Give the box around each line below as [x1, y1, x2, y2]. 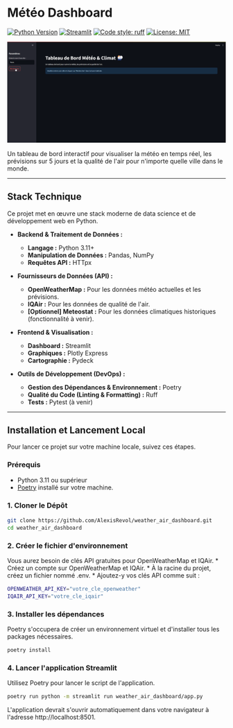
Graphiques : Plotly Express [27, 349, 108, 357]
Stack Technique [7, 191, 82, 202]
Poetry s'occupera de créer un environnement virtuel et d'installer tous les [7, 625, 220, 634]
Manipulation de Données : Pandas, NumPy [27, 251, 155, 259]
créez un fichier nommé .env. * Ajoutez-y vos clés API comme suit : [7, 571, 200, 580]
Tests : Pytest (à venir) [27, 397, 94, 406]
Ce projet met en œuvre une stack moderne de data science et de [7, 209, 196, 218]
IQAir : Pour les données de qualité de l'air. [27, 300, 150, 308]
